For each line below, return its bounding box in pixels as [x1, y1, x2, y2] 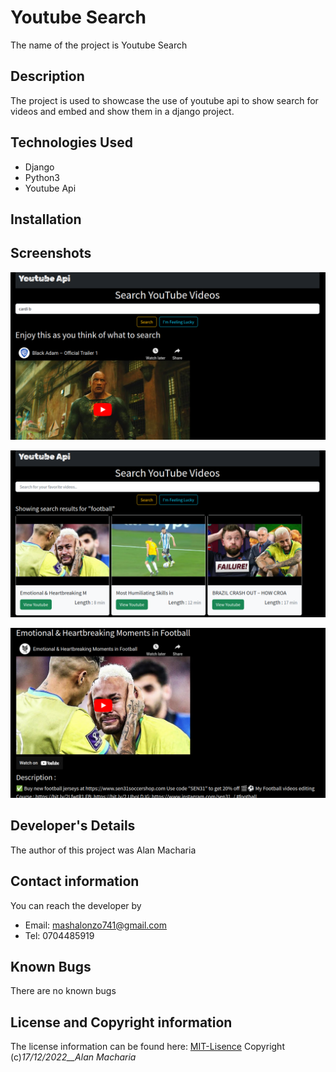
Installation [10, 211, 82, 228]
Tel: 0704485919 [24, 929, 95, 941]
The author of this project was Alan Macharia [10, 844, 197, 856]
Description [10, 68, 85, 85]
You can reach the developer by [10, 899, 142, 911]
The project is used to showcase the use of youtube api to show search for [10, 94, 319, 106]
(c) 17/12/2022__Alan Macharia [10, 1051, 137, 1063]
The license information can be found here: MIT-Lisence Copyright [10, 1041, 285, 1053]
